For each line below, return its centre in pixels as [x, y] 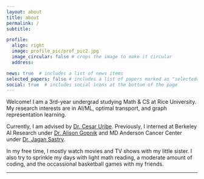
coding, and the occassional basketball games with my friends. [85, 164]
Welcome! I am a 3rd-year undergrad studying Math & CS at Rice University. [101, 102]
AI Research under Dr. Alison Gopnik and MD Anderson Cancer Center [94, 133]
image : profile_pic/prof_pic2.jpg [55, 51]
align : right [28, 46]
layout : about [24, 12]
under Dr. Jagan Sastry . [36, 140]
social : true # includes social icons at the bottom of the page [92, 85]
